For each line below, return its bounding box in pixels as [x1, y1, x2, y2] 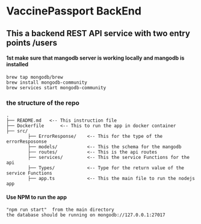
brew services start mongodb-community [6, 84, 107, 91]
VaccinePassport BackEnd [6, 4, 141, 18]
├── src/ [6, 128, 28, 134]
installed [6, 61, 29, 68]
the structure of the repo [6, 98, 80, 107]
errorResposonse [6, 138, 47, 145]
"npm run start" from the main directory [6, 207, 114, 213]
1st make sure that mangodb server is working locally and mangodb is [6, 54, 185, 61]
